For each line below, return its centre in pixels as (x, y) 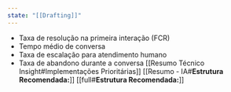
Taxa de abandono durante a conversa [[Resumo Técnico (112, 63)
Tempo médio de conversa (62, 46)
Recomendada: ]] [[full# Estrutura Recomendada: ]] (101, 79)
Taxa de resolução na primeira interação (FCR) (94, 38)
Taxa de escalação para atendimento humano (93, 54)
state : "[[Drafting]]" (44, 15)
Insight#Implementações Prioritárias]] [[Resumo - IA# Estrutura (121, 71)
